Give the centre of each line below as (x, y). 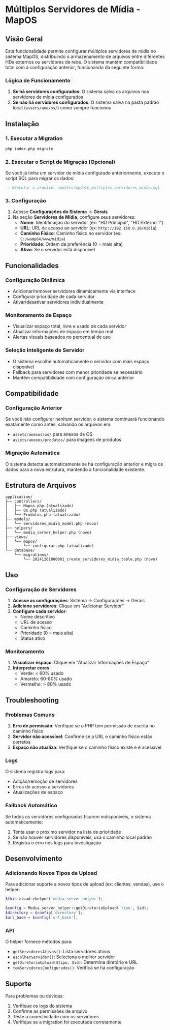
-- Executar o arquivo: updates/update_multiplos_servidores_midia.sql (82, 188)
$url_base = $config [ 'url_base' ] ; (42, 917)
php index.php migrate (29, 149)
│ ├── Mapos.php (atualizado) (39, 506)
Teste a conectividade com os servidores (56, 1016)
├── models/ (18, 519)
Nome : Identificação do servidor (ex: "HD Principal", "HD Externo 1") (92, 223)
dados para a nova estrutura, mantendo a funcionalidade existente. (75, 469)
